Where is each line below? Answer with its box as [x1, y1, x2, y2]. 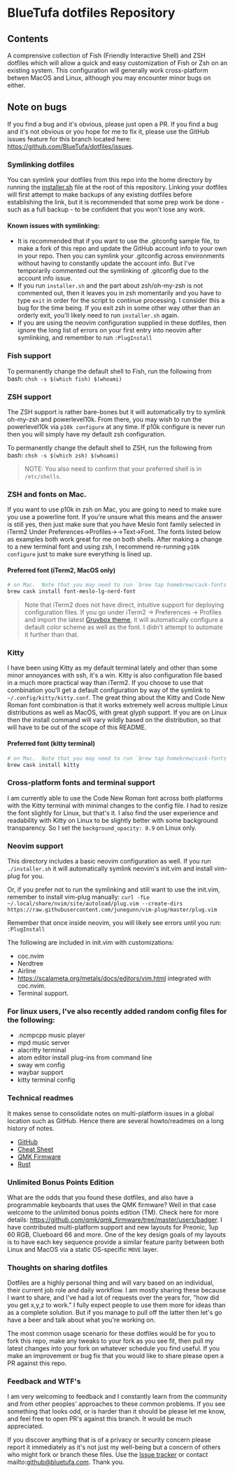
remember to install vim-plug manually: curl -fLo [7, 893, 150, 901]
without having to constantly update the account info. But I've [17, 259, 195, 267]
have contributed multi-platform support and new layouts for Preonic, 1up [7, 1222, 219, 1231]
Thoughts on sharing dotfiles [7, 1262, 108, 1272]
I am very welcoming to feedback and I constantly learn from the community [7, 1393, 227, 1401]
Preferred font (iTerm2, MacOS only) [7, 565, 116, 575]
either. [7, 81, 26, 89]
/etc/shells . [24, 472, 62, 480]
